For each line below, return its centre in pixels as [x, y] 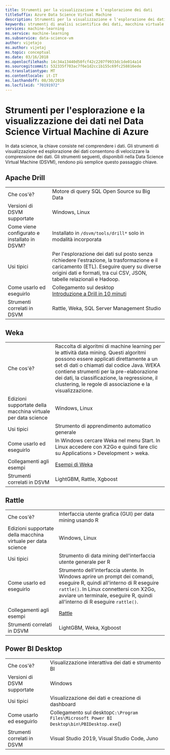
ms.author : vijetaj [26, 48]
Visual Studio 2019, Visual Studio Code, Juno [104, 738]
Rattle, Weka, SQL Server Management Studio [107, 308]
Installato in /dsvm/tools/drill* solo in [98, 233]
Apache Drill [25, 178]
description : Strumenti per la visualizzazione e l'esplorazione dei [80, 19]
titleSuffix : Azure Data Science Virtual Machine [59, 15]
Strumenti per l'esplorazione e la [75, 110]
